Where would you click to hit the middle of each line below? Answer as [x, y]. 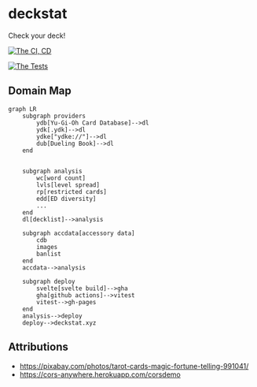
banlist [49, 254]
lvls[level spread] [68, 185]
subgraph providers [54, 116]
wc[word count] [61, 178]
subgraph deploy [49, 281]
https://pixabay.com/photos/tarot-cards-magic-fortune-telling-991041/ [134, 366]
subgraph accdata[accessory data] [79, 233]
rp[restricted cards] [72, 192]
